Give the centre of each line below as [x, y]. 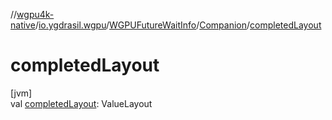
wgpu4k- [35, 14]
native [23, 25]
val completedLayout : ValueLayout [81, 103]
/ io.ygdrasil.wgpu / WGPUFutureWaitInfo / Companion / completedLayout [178, 25]
